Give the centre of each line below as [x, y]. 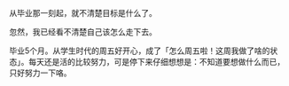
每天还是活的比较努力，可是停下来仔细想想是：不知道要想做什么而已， [156, 62]
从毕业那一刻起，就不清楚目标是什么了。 [83, 13]
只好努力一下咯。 [40, 73]
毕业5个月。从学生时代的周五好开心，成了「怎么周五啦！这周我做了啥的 [140, 51]
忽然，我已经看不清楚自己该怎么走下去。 [83, 32]
